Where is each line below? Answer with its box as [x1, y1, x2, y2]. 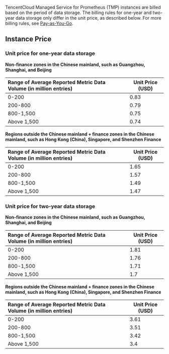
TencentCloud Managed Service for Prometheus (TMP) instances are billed [5, 5, 161, 10]
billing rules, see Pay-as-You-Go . [5, 20, 73, 26]
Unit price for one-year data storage [5, 50, 96, 57]
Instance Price [5, 35, 52, 43]
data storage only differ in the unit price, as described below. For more [15, 15, 162, 21]
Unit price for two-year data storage [5, 202, 96, 209]
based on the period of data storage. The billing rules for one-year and [5, 10, 152, 16]
